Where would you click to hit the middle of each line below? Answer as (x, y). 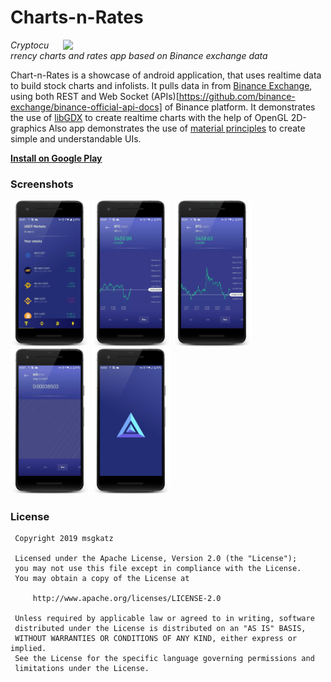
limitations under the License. (82, 669)
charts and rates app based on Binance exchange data (153, 55)
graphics (28, 128)
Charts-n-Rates (77, 17)
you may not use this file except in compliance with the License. (158, 569)
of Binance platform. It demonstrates (240, 107)
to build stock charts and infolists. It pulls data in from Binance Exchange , (161, 85)
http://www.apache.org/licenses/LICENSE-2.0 (127, 599)
